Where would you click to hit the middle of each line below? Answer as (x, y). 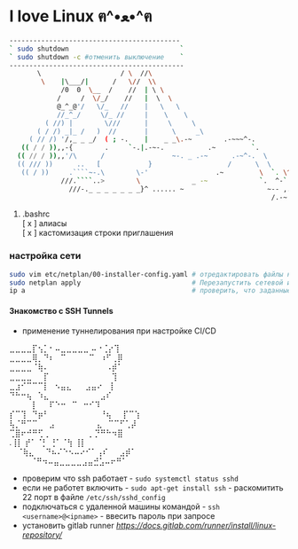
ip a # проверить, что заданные (150, 291)
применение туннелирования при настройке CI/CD (119, 331)
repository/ (42, 535)
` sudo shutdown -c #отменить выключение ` (97, 57)
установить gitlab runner (68, 525)
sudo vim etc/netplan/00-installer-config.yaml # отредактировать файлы (146, 274)
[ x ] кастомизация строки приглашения (98, 233)
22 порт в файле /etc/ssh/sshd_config (94, 497)
